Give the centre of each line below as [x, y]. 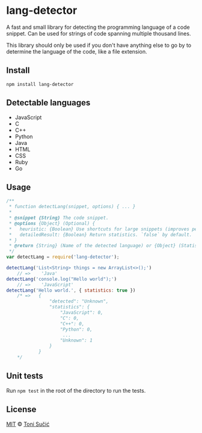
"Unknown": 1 [76, 340]
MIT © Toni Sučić [28, 424]
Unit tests [25, 376]
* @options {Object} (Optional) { [52, 223]
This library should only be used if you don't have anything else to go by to [99, 45]
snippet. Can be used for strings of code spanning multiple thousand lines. [99, 33]
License [21, 410]
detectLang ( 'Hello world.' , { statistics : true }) [71, 290]
